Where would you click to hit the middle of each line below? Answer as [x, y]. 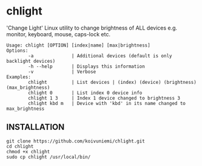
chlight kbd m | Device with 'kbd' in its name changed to [107, 103]
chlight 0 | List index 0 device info [85, 93]
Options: [17, 50]
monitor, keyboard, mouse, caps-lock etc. [59, 34]
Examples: [19, 77]
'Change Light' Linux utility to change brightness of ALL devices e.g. [92, 28]
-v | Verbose [62, 72]
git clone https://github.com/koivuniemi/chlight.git [76, 141]
